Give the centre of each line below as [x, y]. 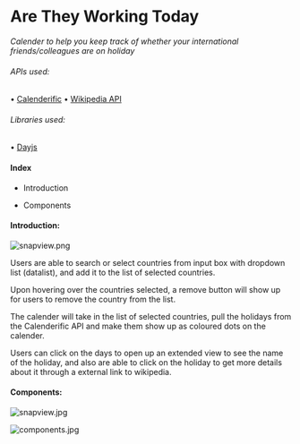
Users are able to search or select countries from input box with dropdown [148, 262]
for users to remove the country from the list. [93, 299]
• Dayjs [24, 147]
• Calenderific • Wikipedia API [66, 99]
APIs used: [30, 71]
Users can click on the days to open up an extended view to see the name [147, 353]
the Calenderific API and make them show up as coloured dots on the [138, 326]
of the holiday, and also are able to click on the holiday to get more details [146, 362]
